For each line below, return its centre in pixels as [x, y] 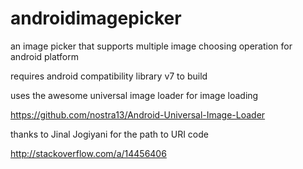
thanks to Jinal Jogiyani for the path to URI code [109, 134]
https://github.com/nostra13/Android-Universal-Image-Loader [138, 114]
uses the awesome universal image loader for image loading [134, 95]
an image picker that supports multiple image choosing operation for [151, 46]
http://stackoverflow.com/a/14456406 [88, 153]
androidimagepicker [96, 18]
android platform [45, 56]
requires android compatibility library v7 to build [109, 76]
